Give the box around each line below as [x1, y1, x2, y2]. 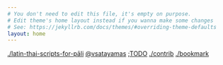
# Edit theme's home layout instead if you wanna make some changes [7, 17, 214, 24]
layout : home [7, 30, 46, 37]
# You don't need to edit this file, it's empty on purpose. [7, 10, 192, 18]
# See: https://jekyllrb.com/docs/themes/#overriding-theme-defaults [7, 23, 217, 30]
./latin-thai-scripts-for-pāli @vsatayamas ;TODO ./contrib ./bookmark [7, 49, 210, 58]
